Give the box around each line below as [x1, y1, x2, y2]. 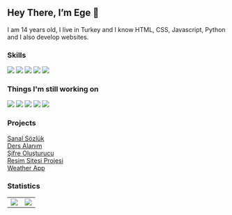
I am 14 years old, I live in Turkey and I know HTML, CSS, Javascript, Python [7, 25, 226, 33]
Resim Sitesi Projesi [7, 156, 64, 164]
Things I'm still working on [7, 84, 99, 94]
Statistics [7, 181, 40, 191]
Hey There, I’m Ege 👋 [7, 7, 100, 19]
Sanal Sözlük [7, 134, 45, 143]
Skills [7, 50, 26, 60]
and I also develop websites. [7, 33, 89, 41]
